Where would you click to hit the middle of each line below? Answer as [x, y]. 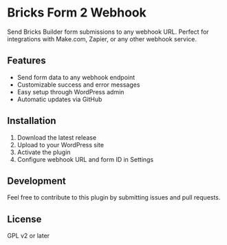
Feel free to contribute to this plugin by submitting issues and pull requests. [114, 198]
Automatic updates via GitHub [60, 99]
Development [37, 181]
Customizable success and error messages [78, 85]
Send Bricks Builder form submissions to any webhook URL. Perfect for [108, 32]
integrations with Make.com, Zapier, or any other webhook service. [102, 39]
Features [26, 61]
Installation [32, 121]
